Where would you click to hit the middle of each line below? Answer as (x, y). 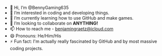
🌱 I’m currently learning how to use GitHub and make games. (72, 18)
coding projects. (26, 48)
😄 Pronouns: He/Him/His (36, 36)
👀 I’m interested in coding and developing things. (60, 13)
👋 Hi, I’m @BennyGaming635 (39, 8)
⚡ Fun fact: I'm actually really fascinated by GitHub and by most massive (83, 41)
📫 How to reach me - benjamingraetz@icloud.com (61, 29)
